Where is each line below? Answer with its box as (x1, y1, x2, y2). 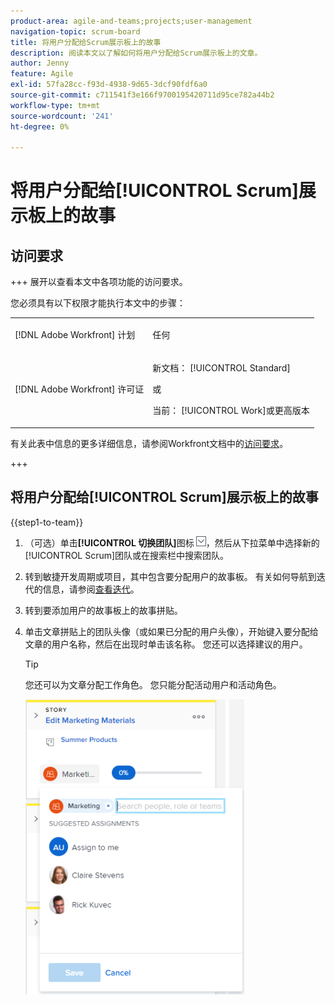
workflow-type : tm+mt (10, 100, 101, 110)
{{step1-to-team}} (10, 516, 84, 528)
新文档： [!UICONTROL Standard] (152, 362, 291, 374)
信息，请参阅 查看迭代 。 (42, 583, 140, 595)
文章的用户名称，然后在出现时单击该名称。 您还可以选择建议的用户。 (24, 638, 308, 650)
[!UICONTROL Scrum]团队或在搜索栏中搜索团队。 (24, 549, 230, 561)
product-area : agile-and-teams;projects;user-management (10, 16, 253, 26)
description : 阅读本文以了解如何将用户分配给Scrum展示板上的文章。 (10, 48, 263, 58)
